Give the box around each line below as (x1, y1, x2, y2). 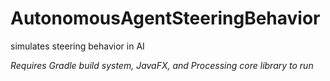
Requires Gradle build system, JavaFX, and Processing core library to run (10, 59, 314, 71)
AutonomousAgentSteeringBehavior (10, 7, 321, 30)
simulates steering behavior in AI (10, 40, 145, 52)
